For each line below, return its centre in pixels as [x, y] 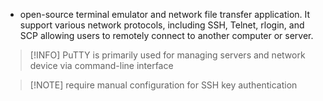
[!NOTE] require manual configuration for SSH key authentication [163, 85]
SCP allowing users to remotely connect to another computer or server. [166, 35]
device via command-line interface [101, 65]
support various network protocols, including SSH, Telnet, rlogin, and [162, 25]
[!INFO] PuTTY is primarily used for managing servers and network [167, 55]
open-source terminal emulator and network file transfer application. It [165, 14]
